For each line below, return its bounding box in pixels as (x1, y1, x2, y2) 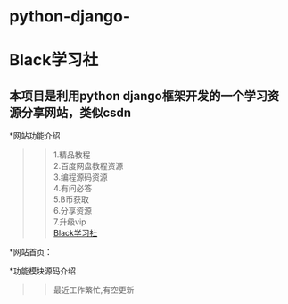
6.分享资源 (53, 206, 92, 216)
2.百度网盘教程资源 (53, 161, 124, 172)
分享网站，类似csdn (21, 105, 132, 120)
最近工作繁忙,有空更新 (53, 284, 135, 296)
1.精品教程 (53, 149, 91, 160)
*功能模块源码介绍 (9, 266, 77, 276)
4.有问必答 (53, 183, 93, 194)
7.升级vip (53, 216, 86, 227)
